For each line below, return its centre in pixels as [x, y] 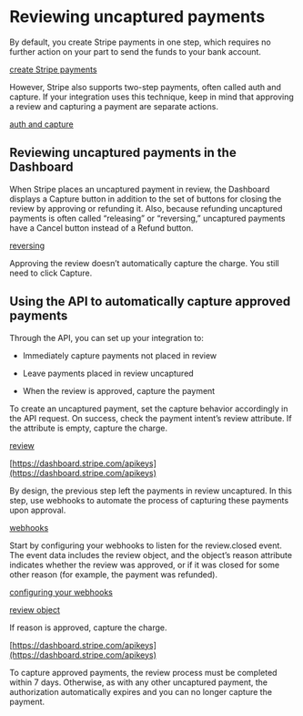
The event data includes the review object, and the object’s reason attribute [151, 555]
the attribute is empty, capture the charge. [89, 428]
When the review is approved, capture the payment [119, 390]
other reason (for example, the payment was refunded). [114, 574]
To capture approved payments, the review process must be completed [143, 672]
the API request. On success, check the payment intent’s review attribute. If [151, 418]
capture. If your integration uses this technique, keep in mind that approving [151, 97]
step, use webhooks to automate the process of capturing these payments [149, 500]
